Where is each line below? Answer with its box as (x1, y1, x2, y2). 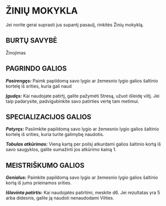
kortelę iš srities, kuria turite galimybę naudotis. (6, 131, 104, 138)
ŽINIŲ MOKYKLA (6, 5, 78, 17)
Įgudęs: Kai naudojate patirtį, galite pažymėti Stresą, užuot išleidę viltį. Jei (6, 93, 159, 99)
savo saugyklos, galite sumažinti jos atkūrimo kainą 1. (6, 147, 117, 153)
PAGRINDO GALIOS (6, 64, 67, 73)
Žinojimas (6, 49, 26, 55)
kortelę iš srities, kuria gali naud (6, 83, 72, 89)
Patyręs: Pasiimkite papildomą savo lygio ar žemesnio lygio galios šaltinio (6, 126, 159, 132)
